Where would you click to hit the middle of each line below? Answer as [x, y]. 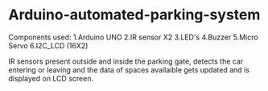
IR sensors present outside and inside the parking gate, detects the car [126, 61]
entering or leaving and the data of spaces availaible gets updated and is [129, 69]
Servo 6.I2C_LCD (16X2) [48, 45]
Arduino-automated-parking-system [134, 15]
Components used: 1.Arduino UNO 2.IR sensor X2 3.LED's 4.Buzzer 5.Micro [134, 37]
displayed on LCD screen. [51, 78]
